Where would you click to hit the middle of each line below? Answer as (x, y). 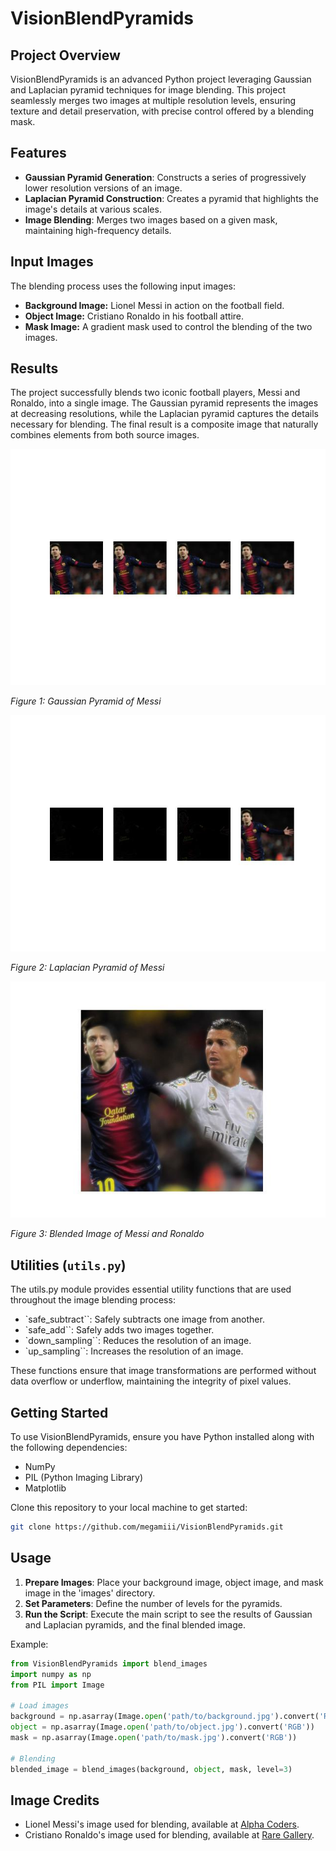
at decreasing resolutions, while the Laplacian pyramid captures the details (164, 414)
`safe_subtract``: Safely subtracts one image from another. (144, 1319)
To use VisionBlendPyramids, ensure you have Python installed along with (162, 1437)
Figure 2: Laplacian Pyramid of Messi (87, 968)
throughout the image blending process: (93, 1300)
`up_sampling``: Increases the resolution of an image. (134, 1351)
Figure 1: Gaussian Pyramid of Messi (86, 701)
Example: (29, 1644)
